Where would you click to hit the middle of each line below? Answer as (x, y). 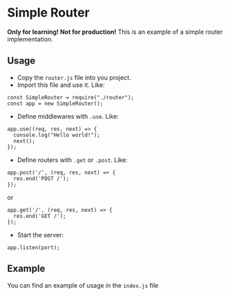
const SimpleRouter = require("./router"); (71, 97)
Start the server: (40, 235)
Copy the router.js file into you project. (74, 77)
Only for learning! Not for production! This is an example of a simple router (115, 32)
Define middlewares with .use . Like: (68, 116)
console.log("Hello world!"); (57, 135)
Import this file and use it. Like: (61, 85)
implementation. (30, 39)
